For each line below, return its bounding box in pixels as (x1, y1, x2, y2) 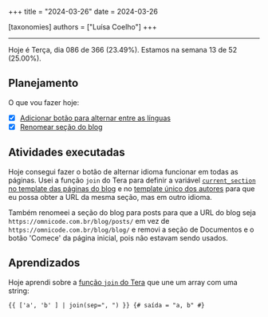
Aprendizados (8, 256, 81, 270)
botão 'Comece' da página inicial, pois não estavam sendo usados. (8, 233, 229, 242)
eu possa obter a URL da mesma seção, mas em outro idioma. (8, 192, 213, 202)
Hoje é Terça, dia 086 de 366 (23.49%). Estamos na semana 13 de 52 (8, 45, 238, 54)
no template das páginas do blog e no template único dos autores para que (8, 183, 255, 194)
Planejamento (8, 76, 79, 90)
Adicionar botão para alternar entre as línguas (19, 113, 171, 123)
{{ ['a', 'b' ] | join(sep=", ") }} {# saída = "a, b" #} (8, 301, 205, 309)
